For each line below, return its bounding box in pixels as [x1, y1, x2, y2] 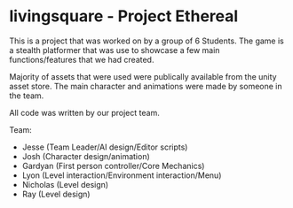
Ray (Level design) [21, 189, 91, 199]
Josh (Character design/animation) [21, 150, 151, 161]
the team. [9, 90, 44, 101]
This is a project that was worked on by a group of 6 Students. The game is [9, 35, 284, 46]
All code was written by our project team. [9, 107, 160, 118]
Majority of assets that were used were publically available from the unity [9, 71, 277, 81]
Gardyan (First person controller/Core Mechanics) [21, 160, 205, 171]
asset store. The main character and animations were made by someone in [9, 81, 282, 91]
